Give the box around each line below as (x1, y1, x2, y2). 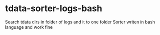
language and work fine (5, 24, 53, 30)
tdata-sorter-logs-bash (5, 3, 103, 14)
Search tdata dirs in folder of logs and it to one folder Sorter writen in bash (5, 19, 155, 25)
